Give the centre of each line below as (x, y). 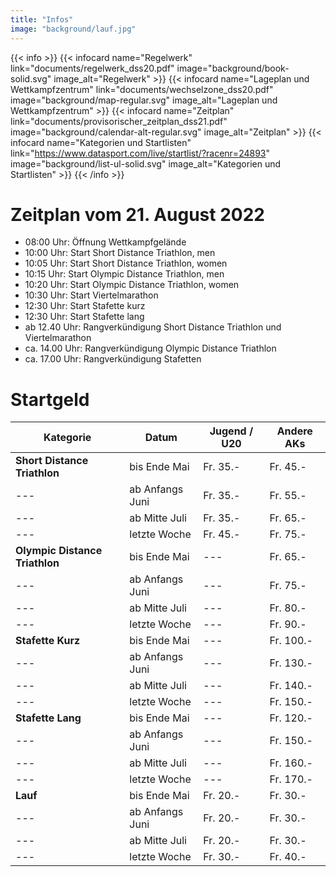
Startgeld (50, 399)
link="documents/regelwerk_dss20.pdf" (92, 68)
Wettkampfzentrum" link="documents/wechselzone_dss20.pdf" (142, 89)
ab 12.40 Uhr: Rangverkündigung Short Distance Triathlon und (153, 327)
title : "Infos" (42, 19)
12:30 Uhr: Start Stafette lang (84, 317)
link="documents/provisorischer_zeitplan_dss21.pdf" (119, 121)
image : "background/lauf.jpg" (73, 29)
